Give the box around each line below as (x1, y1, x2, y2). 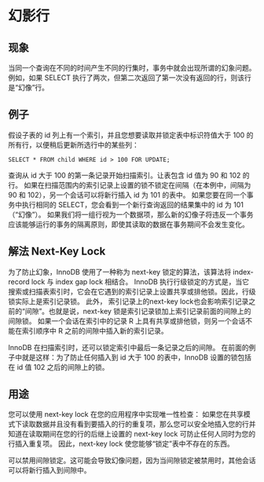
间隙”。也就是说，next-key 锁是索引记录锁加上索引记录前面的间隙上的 (24, 306, 251, 316)
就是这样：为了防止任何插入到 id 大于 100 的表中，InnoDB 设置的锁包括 (21, 352, 251, 362)
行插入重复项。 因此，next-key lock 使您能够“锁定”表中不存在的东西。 (8, 439, 234, 448)
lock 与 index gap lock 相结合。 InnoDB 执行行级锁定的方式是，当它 (31, 276, 250, 287)
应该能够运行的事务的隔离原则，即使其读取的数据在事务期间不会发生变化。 (8, 219, 249, 228)
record (8, 276, 30, 287)
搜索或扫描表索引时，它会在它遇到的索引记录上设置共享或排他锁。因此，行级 (8, 287, 256, 296)
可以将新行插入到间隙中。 (8, 466, 91, 475)
